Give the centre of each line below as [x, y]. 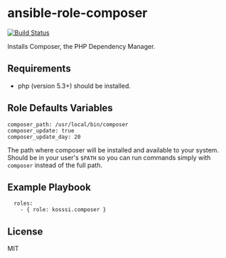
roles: [23, 203]
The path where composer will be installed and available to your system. [113, 150]
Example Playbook [49, 187]
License [25, 231]
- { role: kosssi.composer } [63, 210]
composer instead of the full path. [55, 165]
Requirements [39, 69]
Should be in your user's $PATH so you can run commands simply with [109, 157]
